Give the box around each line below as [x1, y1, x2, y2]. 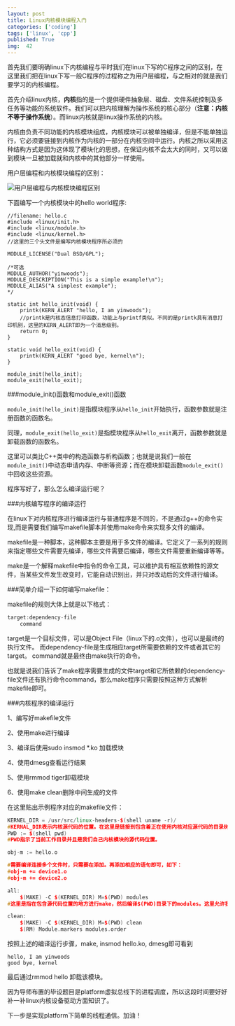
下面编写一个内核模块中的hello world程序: [7, 199, 127, 206]
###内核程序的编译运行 [7, 698, 75, 707]
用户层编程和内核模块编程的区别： [7, 169, 106, 177]
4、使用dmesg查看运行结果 [7, 758, 87, 766]
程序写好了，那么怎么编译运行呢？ [7, 484, 106, 493]
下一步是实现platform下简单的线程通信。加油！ [7, 1011, 142, 1019]
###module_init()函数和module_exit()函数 [7, 390, 127, 398]
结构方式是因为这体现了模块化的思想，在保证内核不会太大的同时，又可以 [13, 145, 222, 153]
